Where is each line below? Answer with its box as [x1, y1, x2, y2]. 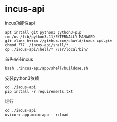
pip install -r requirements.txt [5, 89, 73, 94]
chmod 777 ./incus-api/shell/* [5, 42, 69, 47]
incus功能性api [5, 20, 35, 26]
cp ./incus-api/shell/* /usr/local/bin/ [5, 47, 89, 52]
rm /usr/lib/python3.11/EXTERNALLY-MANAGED [5, 34, 95, 39]
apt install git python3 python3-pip [5, 30, 82, 35]
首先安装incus [5, 56, 33, 62]
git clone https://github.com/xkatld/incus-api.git [5, 38, 112, 43]
